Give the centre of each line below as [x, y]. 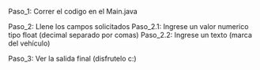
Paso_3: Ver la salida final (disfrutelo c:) [72, 59]
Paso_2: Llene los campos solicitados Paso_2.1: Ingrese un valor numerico [128, 26]
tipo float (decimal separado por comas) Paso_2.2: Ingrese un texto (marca [130, 35]
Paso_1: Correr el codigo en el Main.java [73, 11]
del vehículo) [29, 43]
